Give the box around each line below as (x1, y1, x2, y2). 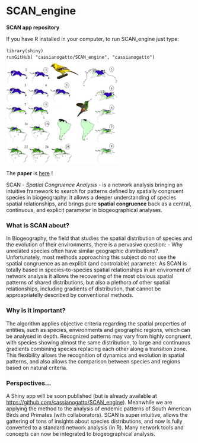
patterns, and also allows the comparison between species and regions (6, 357, 181, 365)
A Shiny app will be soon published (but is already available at (6, 392, 157, 399)
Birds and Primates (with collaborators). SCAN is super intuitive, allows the (6, 411, 188, 418)
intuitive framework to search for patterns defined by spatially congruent (6, 187, 184, 194)
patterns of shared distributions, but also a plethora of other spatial (6, 279, 170, 286)
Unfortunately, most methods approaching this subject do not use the (6, 254, 176, 261)
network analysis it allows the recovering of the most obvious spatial (6, 273, 174, 280)
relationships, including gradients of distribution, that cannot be (6, 285, 161, 292)
